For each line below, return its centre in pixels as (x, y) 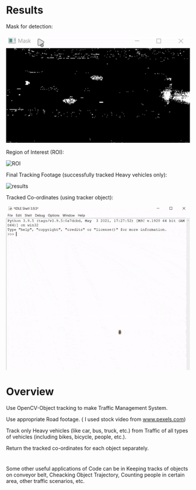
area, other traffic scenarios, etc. (45, 481)
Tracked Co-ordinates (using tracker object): (60, 197)
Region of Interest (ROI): (35, 152)
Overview (30, 392)
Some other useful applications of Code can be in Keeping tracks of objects (97, 468)
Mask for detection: (29, 26)
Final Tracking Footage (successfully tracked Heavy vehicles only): (87, 175)
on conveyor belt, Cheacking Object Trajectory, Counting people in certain (95, 475)
